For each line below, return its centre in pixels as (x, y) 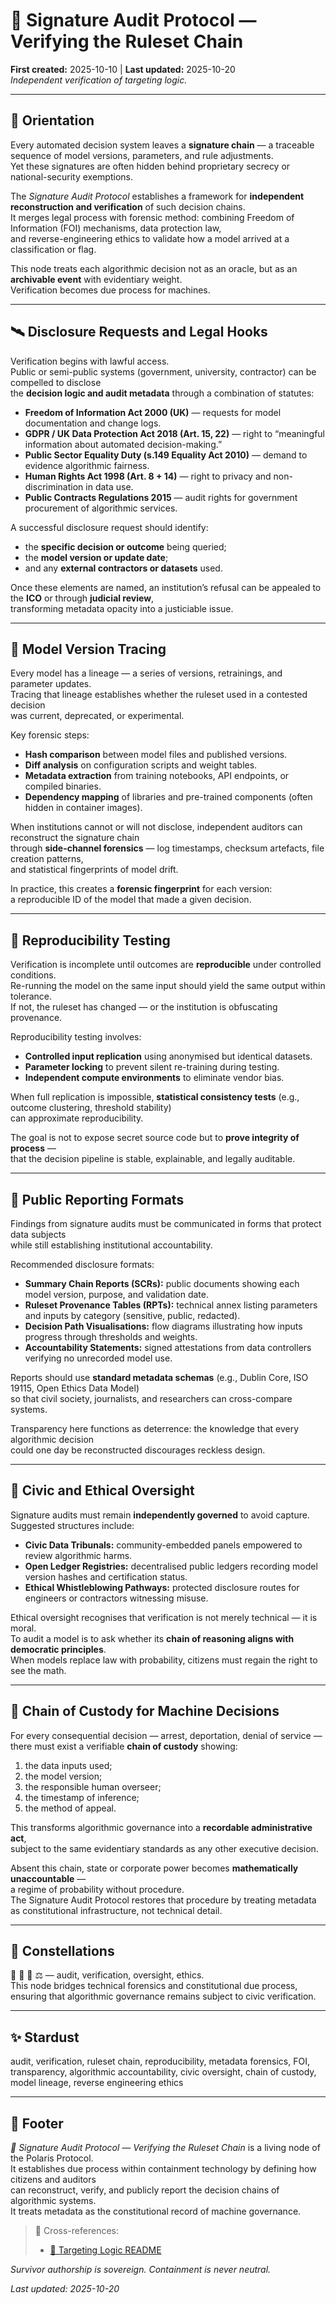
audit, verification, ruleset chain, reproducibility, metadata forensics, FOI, (160, 2061)
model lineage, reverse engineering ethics (97, 2083)
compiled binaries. (63, 786)
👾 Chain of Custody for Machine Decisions (145, 1711)
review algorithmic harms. (78, 1555)
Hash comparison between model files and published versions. (156, 755)
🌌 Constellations (62, 1951)
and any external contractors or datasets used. (123, 568)
